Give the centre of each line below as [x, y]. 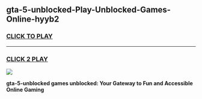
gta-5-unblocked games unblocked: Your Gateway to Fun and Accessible [100, 83]
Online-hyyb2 [33, 19]
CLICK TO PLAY [29, 37]
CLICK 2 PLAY [27, 59]
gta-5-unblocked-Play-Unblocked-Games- [89, 10]
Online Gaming [25, 89]
